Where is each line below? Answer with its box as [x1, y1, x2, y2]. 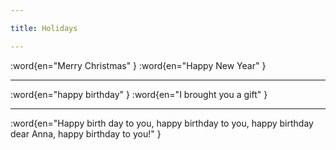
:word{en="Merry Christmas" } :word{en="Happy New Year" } [10, 59, 267, 71]
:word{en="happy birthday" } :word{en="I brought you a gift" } [10, 88, 268, 100]
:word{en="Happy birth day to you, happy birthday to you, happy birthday [10, 117, 314, 129]
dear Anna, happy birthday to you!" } [10, 127, 162, 140]
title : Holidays [10, 23, 78, 33]
